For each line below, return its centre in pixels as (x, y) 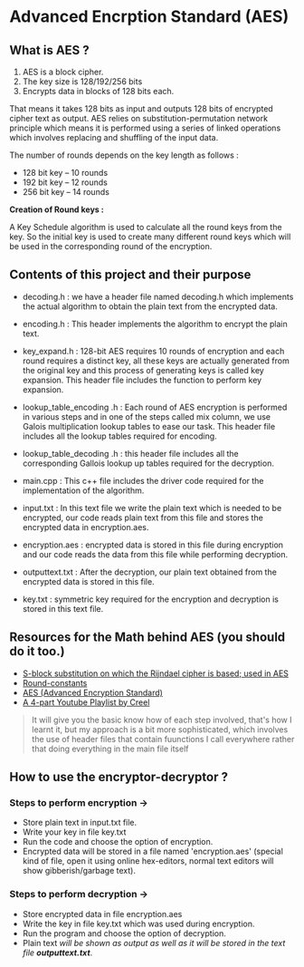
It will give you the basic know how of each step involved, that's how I (161, 720)
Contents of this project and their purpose (130, 275)
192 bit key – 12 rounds (65, 182)
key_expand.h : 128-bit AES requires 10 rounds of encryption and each (153, 351)
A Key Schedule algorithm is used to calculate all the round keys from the (146, 227)
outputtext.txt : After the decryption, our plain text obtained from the (150, 572)
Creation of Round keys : (57, 209)
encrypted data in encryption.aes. (85, 527)
